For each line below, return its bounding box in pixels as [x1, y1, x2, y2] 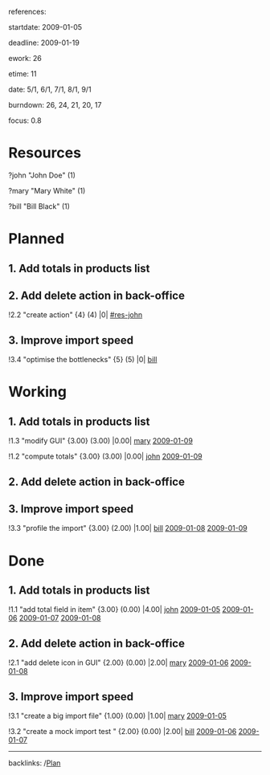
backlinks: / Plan [8, 758, 61, 768]
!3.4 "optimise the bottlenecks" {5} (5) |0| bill [8, 355, 157, 365]
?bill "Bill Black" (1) [8, 201, 71, 211]
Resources [8, 144, 82, 162]
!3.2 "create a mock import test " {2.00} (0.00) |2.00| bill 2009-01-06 [8, 726, 237, 736]
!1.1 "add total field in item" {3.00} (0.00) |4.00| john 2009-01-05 [8, 605, 221, 614]
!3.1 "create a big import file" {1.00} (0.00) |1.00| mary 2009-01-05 [8, 711, 227, 720]
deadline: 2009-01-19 [8, 38, 80, 47]
